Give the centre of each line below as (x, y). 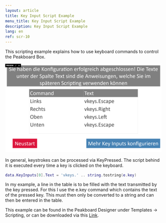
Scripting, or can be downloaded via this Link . (52, 215)
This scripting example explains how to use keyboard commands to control (82, 52)
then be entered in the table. (34, 200)
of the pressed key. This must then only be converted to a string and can (80, 195)
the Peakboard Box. (25, 57)
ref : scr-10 (17, 37)
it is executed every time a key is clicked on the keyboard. (64, 165)
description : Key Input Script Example (46, 26)
